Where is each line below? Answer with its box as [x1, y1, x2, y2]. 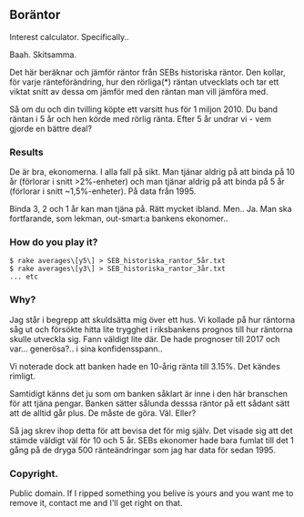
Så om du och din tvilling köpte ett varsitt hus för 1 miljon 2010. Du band [9, 104, 279, 115]
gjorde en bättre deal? [9, 123, 93, 134]
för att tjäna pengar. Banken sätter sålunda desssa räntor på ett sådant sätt [9, 398, 290, 409]
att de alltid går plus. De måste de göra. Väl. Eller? [9, 407, 197, 418]
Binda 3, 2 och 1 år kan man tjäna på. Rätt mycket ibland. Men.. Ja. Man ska [9, 204, 293, 215]
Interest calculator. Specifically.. [9, 31, 129, 42]
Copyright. [9, 467, 59, 480]
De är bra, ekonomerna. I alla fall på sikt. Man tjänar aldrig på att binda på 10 [9, 167, 296, 177]
